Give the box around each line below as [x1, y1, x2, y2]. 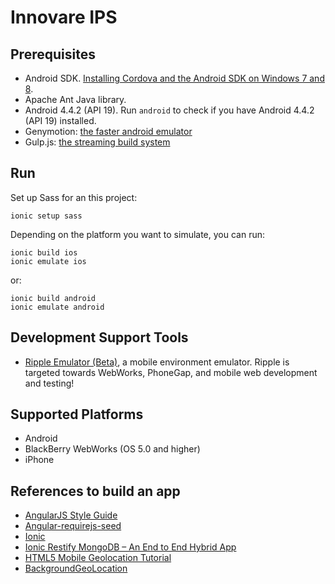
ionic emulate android [10, 302, 105, 312]
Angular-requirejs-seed [24, 520, 122, 532]
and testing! [24, 377, 75, 389]
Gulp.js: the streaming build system [24, 136, 171, 148]
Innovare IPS [10, 6, 118, 29]
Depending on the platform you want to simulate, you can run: [10, 228, 266, 240]
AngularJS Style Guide [24, 509, 118, 521]
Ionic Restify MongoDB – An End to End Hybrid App [24, 541, 237, 553]
